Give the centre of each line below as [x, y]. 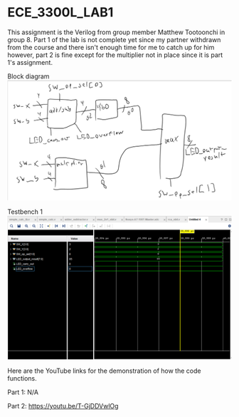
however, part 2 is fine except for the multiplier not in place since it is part [115, 55]
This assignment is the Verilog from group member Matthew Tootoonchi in [116, 32]
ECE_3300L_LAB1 [60, 12]
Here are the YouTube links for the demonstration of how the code [104, 371]
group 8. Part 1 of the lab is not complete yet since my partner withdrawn [114, 39]
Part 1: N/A [23, 392]
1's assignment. [30, 62]
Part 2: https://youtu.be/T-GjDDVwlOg [63, 406]
